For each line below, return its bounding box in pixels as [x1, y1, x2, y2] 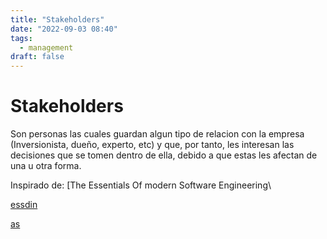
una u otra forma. [10, 160, 82, 172]
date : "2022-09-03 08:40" [10, 24, 118, 34]
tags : [10, 33, 33, 43]
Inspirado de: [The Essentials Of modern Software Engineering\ [10, 179, 272, 191]
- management [19, 42, 74, 53]
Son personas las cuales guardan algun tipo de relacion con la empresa [10, 128, 305, 140]
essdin [10, 199, 38, 211]
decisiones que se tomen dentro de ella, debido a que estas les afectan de [10, 149, 318, 161]
